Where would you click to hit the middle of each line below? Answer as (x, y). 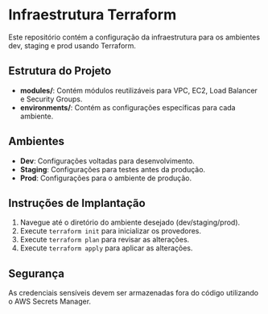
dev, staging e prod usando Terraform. (72, 45)
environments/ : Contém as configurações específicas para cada (128, 107)
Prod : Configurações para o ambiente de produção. (105, 178)
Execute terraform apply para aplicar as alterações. (106, 248)
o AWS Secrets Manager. (49, 302)
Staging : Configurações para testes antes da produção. (113, 169)
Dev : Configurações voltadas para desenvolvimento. (107, 161)
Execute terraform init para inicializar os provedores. (111, 231)
